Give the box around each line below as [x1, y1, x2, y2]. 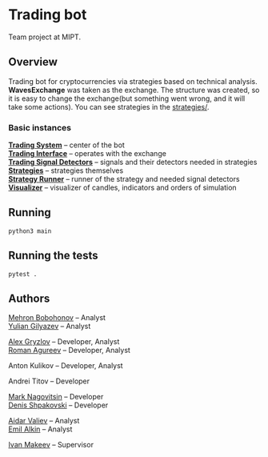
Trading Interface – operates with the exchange [8, 149, 166, 158]
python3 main [8, 226, 52, 235]
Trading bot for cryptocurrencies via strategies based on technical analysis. [8, 76, 258, 86]
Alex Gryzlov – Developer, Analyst [8, 337, 120, 347]
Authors [8, 292, 50, 306]
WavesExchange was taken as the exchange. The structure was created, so [8, 85, 260, 94]
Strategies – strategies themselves [8, 166, 124, 175]
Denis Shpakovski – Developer [8, 400, 109, 410]
